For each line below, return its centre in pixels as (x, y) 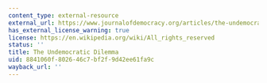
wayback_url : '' (35, 67)
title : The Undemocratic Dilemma (64, 52)
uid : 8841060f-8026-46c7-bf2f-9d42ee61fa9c (81, 60)
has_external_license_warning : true (69, 30)
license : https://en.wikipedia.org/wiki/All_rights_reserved (112, 38)
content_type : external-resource (64, 15)
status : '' (26, 45)
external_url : (32, 23)
